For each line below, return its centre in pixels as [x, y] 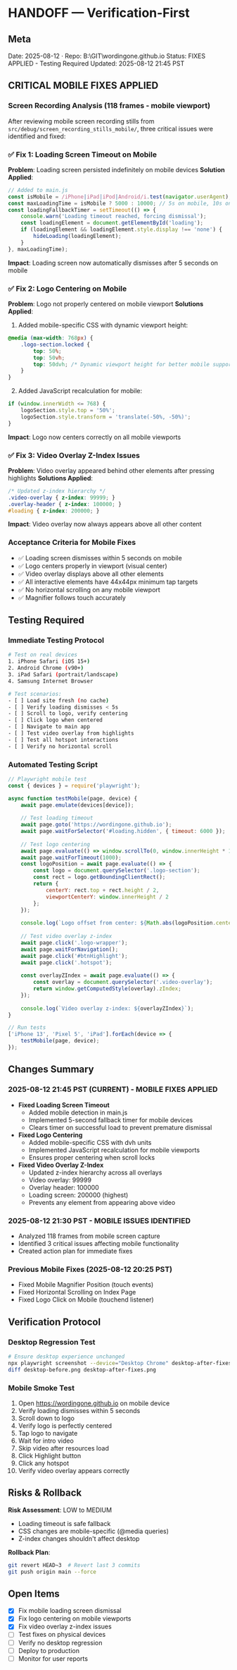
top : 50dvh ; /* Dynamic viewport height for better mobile [122, 364]
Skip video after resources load [64, 1448]
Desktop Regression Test [52, 1342]
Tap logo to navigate [48, 1433]
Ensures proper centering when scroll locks [92, 1157]
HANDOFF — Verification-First [99, 13]
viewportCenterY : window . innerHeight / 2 [107, 897]
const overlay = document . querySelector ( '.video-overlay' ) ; [123, 983]
